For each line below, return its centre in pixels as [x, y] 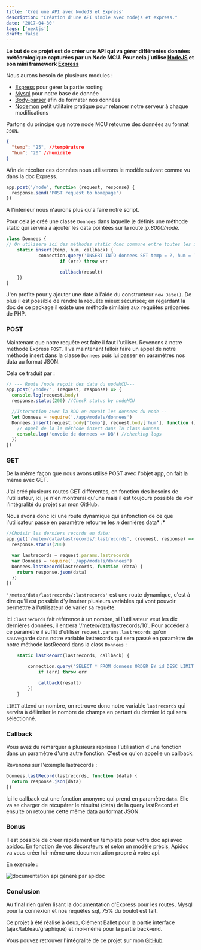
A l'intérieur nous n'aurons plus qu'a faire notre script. [73, 210]
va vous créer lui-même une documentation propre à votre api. [83, 852]
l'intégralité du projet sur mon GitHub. [53, 504]
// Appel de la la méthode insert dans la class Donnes [88, 428]
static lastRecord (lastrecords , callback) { [73, 656]
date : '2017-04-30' [31, 23]
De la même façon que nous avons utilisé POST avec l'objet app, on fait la [97, 473]
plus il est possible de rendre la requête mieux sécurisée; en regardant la [96, 301]
